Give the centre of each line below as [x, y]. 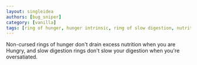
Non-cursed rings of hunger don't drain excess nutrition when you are [91, 45]
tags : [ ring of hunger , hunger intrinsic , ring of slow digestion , [90, 28]
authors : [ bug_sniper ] [34, 17]
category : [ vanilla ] [31, 22]
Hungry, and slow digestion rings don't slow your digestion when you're [93, 51]
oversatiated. [22, 57]
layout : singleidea [30, 11]
